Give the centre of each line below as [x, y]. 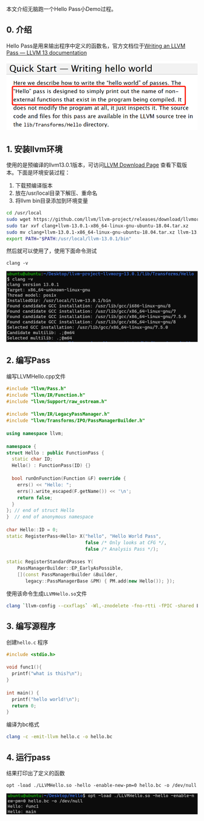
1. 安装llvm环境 [34, 149]
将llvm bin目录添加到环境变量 [51, 201]
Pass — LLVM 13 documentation [46, 52]
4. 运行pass [28, 757]
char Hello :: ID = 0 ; [32, 530]
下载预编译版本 [34, 186]
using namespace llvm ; [35, 433]
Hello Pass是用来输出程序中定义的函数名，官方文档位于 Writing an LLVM [96, 46]
